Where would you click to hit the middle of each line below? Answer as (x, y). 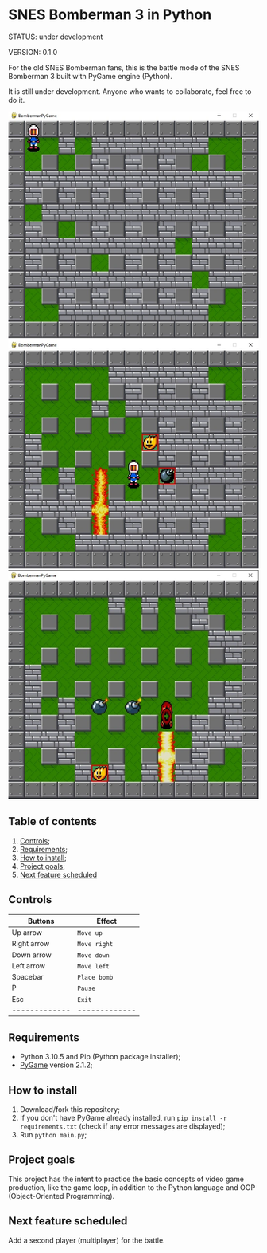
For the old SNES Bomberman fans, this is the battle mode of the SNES (124, 67)
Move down (93, 955)
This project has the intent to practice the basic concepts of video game (126, 1179)
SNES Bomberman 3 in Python (110, 15)
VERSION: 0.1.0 (33, 52)
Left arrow (29, 965)
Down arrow (31, 955)
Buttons (41, 921)
